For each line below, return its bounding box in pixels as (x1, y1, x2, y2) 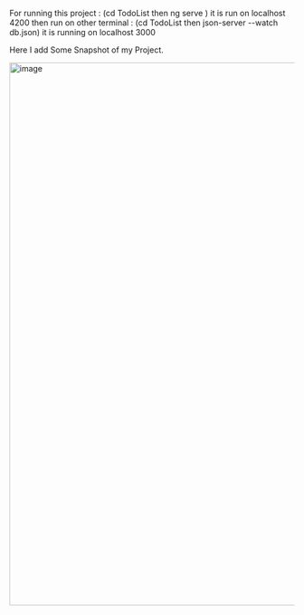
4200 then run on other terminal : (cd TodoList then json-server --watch (9, 17, 279, 28)
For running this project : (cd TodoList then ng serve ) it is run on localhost (9, 8, 286, 18)
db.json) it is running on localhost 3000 (9, 27, 157, 37)
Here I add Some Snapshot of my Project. (9, 44, 165, 55)
